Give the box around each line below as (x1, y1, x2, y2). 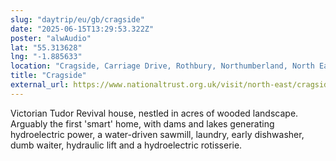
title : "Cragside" (10, 71, 87, 81)
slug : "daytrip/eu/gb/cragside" (10, 14, 145, 25)
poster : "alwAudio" (10, 33, 92, 43)
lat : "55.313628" (10, 42, 83, 53)
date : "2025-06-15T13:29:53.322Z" (10, 24, 155, 34)
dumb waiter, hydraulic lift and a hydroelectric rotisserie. (10, 139, 243, 151)
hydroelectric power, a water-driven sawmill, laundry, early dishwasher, (10, 128, 305, 140)
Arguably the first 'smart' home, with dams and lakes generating (10, 117, 275, 130)
